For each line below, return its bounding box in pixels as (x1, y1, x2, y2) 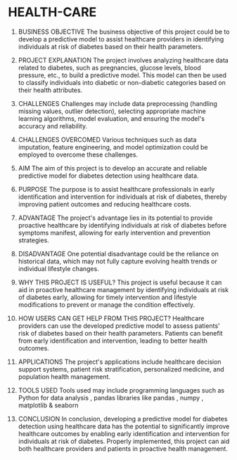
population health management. (18, 372, 111, 381)
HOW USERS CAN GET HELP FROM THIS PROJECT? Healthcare (18, 314, 205, 322)
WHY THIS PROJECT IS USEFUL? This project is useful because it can (18, 278, 222, 287)
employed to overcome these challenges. (18, 150, 139, 159)
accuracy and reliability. (18, 121, 87, 130)
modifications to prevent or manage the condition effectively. (18, 300, 196, 309)
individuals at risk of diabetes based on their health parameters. (18, 42, 203, 51)
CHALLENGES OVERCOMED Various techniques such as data (18, 135, 197, 144)
